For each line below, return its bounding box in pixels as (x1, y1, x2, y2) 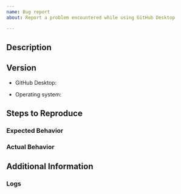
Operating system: (15, 90, 62, 98)
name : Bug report (6, 8, 50, 15)
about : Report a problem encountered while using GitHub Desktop (6, 15, 175, 21)
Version (6, 63, 36, 73)
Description (6, 42, 52, 52)
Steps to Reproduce (6, 109, 83, 119)
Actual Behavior (6, 142, 55, 151)
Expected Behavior (6, 127, 64, 135)
